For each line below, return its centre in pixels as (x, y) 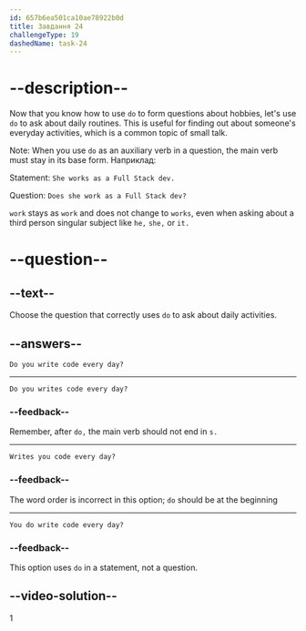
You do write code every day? (67, 524)
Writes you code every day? (63, 457)
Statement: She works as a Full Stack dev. (92, 178)
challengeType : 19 (44, 35)
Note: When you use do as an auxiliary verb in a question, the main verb (144, 150)
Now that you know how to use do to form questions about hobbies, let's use (153, 114)
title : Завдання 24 (46, 26)
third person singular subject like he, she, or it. (99, 223)
